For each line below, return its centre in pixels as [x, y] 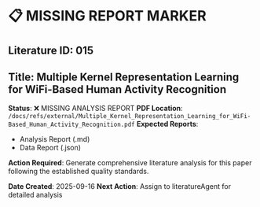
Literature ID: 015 [51, 50]
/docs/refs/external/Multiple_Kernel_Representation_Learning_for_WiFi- [130, 116]
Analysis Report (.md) [55, 139]
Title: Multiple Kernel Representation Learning [124, 77]
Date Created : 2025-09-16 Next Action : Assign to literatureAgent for [120, 187]
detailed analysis [35, 195]
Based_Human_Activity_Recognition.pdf [71, 125]
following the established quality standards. [79, 172]
